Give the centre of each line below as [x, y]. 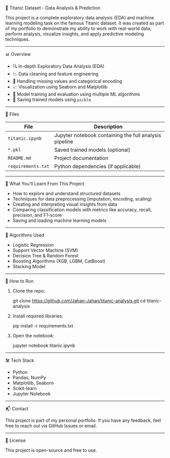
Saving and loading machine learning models [59, 220]
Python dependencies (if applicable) [97, 166]
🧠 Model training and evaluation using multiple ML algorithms [76, 94]
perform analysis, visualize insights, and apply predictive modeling [75, 34]
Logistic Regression [33, 245]
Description [108, 127]
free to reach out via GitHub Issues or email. [51, 426]
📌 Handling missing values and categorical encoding [67, 81]
